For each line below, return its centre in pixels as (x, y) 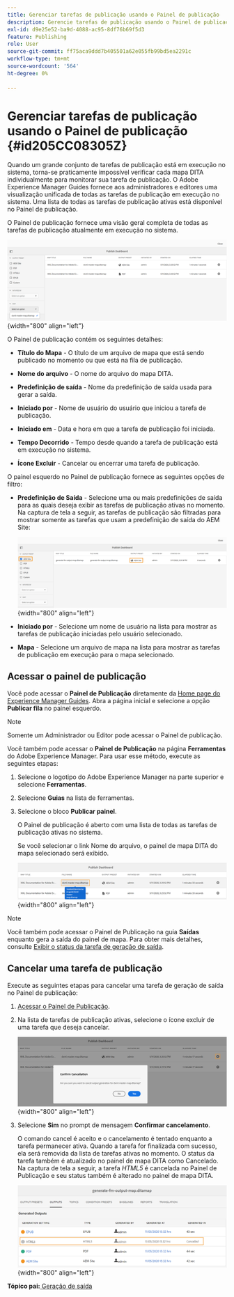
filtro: (15, 484)
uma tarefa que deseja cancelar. (63, 1027)
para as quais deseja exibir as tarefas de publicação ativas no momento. (121, 505)
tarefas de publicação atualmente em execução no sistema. (93, 230)
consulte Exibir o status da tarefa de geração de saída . (86, 946)
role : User (23, 44)
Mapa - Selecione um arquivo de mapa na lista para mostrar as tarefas (119, 647)
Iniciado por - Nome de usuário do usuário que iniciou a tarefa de (112, 408)
